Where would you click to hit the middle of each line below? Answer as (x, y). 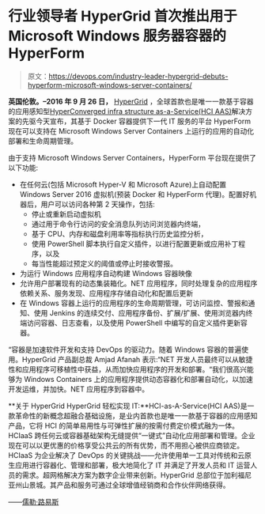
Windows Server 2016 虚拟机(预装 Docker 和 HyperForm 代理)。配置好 (134, 194)
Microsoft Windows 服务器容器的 (117, 36)
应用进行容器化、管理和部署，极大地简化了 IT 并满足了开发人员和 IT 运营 (132, 465)
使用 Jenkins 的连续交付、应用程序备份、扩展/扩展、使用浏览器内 (140, 312)
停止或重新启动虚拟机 (66, 214)
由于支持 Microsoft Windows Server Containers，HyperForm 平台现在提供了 (132, 157)
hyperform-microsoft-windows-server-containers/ (110, 85)
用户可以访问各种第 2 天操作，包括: (98, 204)
